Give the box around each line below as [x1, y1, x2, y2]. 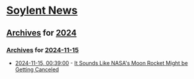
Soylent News [6, 4, 78, 17]
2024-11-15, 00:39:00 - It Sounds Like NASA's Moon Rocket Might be [15, 59, 188, 66]
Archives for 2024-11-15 [6, 46, 79, 54]
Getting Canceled [15, 66, 59, 73]
